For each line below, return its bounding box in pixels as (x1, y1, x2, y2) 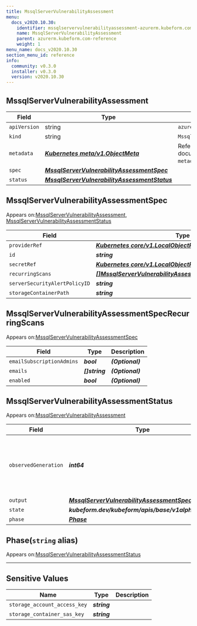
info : (6, 57, 19, 63)
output (9, 497, 28, 504)
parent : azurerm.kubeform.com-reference (16, 36, 117, 42)
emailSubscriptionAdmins (9, 358, 79, 365)
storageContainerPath (9, 290, 69, 296)
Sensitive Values (6, 573, 69, 583)
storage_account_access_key (9, 601, 87, 608)
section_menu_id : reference (6, 52, 75, 58)
